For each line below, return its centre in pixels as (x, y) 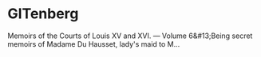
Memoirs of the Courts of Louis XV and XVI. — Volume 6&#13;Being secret (130, 36)
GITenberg (43, 14)
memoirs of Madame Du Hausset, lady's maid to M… (94, 44)
